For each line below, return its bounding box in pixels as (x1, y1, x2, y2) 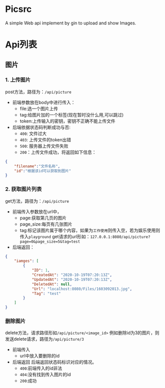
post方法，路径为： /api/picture (5, 89, 72, 95)
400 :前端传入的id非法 (19, 365, 63, 372)
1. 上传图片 (5, 76, 31, 83)
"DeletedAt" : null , (31, 281, 72, 287)
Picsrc (5, 3, 32, 15)
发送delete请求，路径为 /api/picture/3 (5, 336, 84, 342)
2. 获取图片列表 (5, 186, 42, 193)
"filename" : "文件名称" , (14, 163, 61, 169)
